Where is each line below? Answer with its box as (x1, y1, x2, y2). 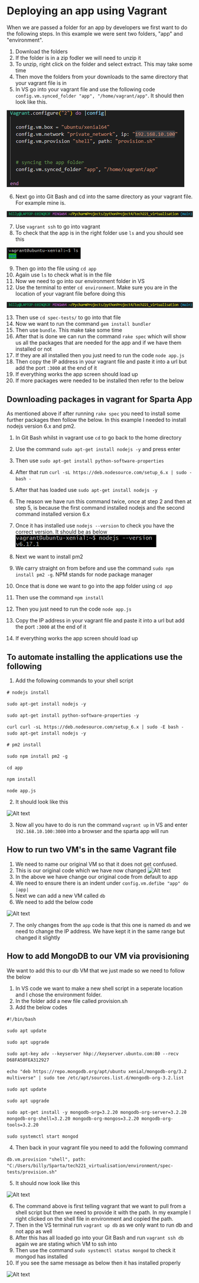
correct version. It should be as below (15, 528, 108, 535)
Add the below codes (15, 1003, 67, 1011)
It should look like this (15, 798, 68, 805)
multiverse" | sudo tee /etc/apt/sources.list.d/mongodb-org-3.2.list (6, 1075, 184, 1081)
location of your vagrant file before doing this (15, 290, 126, 297)
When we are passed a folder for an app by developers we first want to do (6, 24, 188, 31)
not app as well (15, 1227, 53, 1235)
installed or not (15, 345, 52, 352)
